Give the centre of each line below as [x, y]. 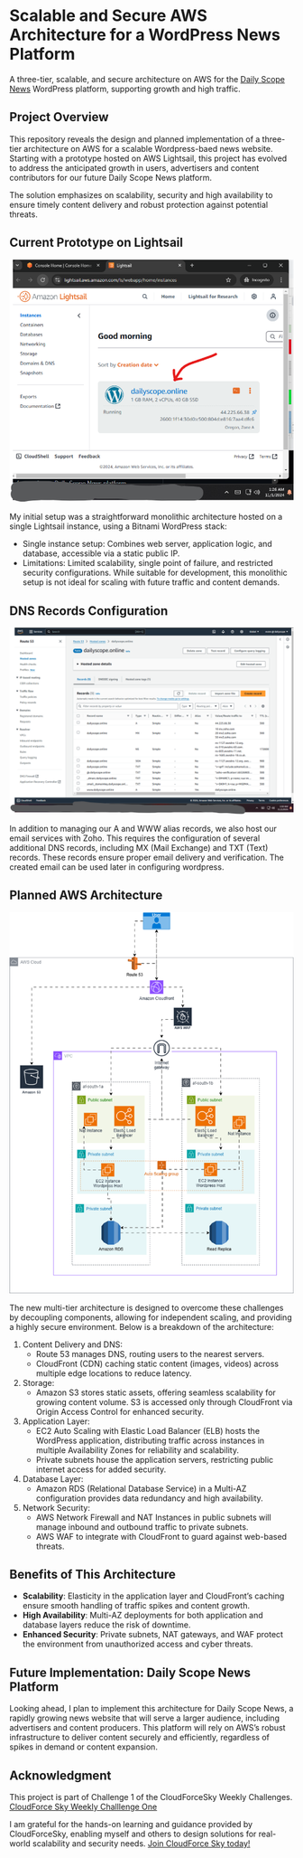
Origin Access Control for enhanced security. [120, 1411]
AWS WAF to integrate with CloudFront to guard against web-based [161, 1536]
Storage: [38, 1382]
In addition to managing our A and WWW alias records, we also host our [143, 828]
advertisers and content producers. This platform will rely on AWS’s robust [147, 1728]
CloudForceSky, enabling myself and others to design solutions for [133, 1834]
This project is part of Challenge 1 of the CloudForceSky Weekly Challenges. [151, 1797]
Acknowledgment [60, 1775]
